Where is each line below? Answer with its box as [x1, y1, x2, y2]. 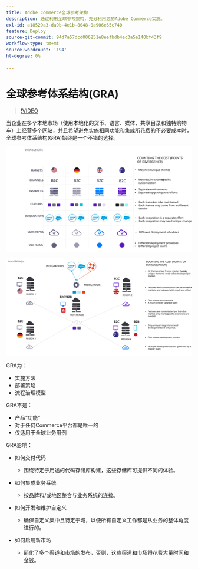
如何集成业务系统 [14, 479, 57, 486]
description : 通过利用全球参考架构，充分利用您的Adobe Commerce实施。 [6, 15, 166, 22]
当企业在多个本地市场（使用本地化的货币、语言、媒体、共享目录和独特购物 [6, 119, 187, 126]
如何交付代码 [14, 454, 46, 461]
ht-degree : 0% [6, 53, 41, 59]
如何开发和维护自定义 [14, 504, 67, 511]
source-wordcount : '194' [6, 47, 67, 53]
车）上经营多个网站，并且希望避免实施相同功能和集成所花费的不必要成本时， [6, 127, 192, 134]
